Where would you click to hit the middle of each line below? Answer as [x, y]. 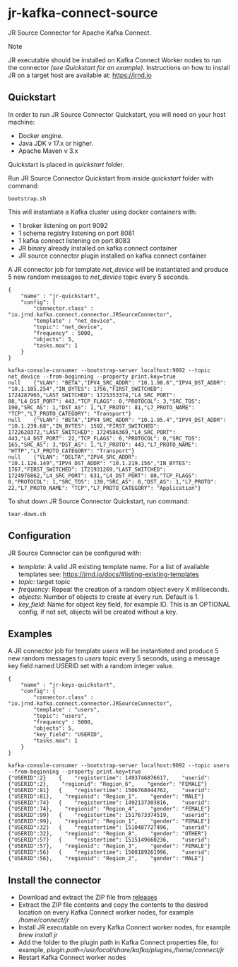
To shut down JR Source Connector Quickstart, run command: [99, 501]
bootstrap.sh [27, 199]
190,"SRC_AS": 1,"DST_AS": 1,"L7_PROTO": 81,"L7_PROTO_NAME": [101, 407]
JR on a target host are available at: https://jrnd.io [80, 75]
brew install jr [38, 935]
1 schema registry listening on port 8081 [76, 233]
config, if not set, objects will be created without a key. [98, 612]
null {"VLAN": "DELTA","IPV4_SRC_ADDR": [73, 457]
